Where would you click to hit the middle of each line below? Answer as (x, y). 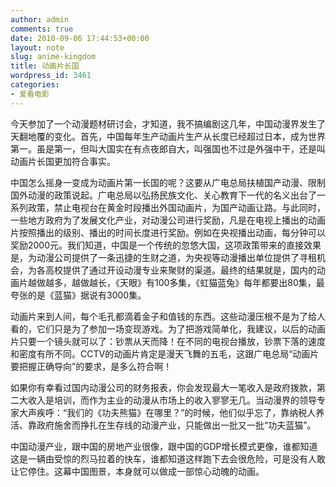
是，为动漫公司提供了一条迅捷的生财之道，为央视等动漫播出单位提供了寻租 (163, 257)
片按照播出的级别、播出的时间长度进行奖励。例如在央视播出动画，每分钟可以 (168, 232)
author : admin (40, 19)
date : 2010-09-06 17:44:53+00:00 (80, 38)
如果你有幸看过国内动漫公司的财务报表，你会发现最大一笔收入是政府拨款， (163, 387)
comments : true (42, 29)
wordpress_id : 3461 (51, 76)
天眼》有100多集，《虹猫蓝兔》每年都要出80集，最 (222, 282)
